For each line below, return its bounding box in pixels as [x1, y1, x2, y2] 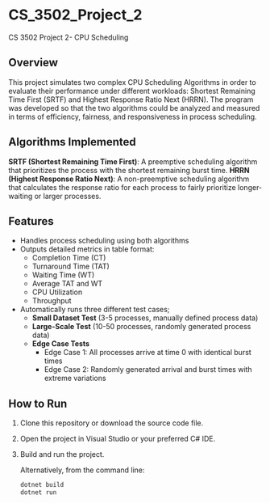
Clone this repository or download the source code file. [19, 418, 204, 428]
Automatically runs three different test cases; [19, 305, 170, 315]
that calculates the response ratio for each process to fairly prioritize [8, 182, 236, 192]
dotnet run [19, 488, 57, 497]
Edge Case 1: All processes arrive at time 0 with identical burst [44, 348, 251, 357]
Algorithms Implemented [8, 135, 137, 149]
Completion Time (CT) [31, 253, 106, 263]
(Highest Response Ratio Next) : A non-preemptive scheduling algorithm [8, 174, 250, 184]
